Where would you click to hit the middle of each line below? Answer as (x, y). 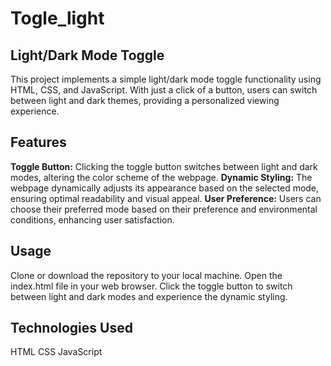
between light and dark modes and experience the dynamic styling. (149, 296)
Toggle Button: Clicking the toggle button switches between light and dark (164, 166)
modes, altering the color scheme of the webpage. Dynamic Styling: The (161, 177)
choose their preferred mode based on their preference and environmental (164, 209)
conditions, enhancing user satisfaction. (92, 219)
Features (38, 142)
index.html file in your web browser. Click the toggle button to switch (151, 286)
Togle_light (57, 18)
